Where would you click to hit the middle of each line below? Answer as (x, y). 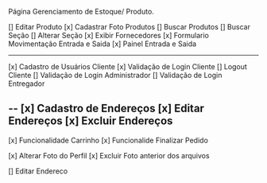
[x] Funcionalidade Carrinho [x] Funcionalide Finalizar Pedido (108, 140)
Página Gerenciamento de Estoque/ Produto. (81, 12)
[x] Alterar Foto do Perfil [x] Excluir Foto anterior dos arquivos (109, 155)
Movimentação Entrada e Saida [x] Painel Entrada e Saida (103, 44)
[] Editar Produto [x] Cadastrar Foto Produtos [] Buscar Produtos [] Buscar (129, 27)
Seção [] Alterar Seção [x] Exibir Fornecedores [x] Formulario (108, 35)
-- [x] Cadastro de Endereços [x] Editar (106, 109)
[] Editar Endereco (38, 171)
